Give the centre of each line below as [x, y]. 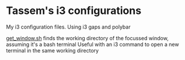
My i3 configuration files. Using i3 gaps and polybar [68, 27]
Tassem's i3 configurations [74, 11]
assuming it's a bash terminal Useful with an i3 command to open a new [92, 44]
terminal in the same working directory [53, 50]
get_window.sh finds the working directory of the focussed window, [88, 38]
